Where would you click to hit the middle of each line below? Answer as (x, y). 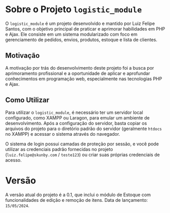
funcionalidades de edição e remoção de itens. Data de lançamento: (77, 200)
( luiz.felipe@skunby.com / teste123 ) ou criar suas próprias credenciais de (82, 155)
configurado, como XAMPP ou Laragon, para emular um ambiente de (77, 117)
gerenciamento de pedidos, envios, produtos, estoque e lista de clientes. (81, 40)
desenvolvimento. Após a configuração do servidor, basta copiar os (76, 123)
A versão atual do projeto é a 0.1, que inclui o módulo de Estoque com (78, 195)
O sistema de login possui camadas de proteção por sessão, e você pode (82, 144)
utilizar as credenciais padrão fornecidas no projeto (59, 149)
